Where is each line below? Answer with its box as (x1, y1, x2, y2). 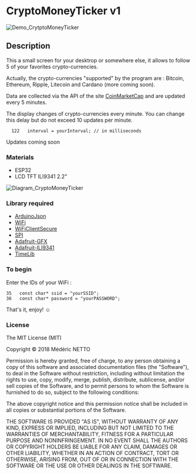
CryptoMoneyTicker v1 (6, 4, 121, 18)
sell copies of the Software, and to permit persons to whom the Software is (6, 382, 189, 389)
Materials (6, 153, 34, 161)
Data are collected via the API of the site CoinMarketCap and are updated (6, 92, 185, 99)
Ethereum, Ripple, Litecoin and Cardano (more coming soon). (6, 81, 156, 88)
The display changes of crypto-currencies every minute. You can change (6, 110, 185, 117)
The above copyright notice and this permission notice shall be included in (6, 400, 188, 407)
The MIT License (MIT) (6, 334, 62, 341)
